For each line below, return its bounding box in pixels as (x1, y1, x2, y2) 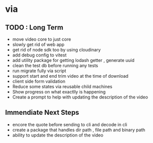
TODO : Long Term (5, 23, 64, 32)
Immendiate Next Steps (5, 108, 79, 117)
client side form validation (12, 78, 66, 84)
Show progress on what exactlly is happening (12, 89, 106, 95)
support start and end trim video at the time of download (12, 73, 129, 79)
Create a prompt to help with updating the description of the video (12, 94, 148, 100)
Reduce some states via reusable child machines (12, 84, 113, 90)
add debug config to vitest (12, 52, 67, 58)
